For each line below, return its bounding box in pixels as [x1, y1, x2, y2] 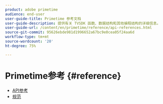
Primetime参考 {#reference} [5, 70, 121, 81]
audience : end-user [5, 12, 45, 17]
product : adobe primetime [5, 7, 58, 12]
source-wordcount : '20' [5, 39, 54, 44]
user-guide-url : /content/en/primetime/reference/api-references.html [5, 25, 152, 30]
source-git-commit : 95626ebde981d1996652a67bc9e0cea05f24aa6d [5, 30, 135, 35]
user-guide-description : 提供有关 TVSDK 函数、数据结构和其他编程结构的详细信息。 [5, 21, 161, 26]
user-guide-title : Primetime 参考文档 [5, 16, 82, 21]
